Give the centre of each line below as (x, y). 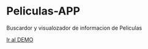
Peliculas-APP (43, 11)
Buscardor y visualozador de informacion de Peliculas (74, 28)
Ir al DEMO (20, 39)
